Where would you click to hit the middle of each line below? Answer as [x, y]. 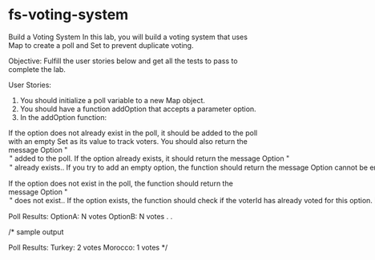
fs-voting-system [69, 15]
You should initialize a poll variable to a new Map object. [113, 100]
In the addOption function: [63, 117]
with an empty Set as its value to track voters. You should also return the [128, 141]
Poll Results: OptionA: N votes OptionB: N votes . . [91, 216]
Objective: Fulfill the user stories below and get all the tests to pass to [123, 61]
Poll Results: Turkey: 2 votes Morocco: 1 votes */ [88, 247]
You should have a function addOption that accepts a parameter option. [138, 109]
